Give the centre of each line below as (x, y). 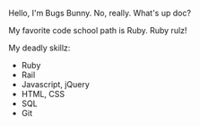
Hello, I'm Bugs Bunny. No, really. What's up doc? (100, 13)
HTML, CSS (43, 94)
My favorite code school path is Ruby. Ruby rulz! (98, 30)
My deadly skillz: (39, 48)
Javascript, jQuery (56, 84)
